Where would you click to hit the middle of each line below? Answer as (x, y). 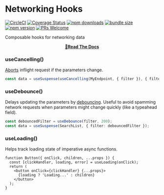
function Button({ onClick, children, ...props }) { (60, 158)
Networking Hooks (44, 9)
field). (11, 112)
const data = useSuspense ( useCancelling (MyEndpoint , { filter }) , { (76, 79)
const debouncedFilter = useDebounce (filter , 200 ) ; (59, 121)
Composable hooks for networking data (45, 37)
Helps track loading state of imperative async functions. (61, 149)
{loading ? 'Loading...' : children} (56, 175)
